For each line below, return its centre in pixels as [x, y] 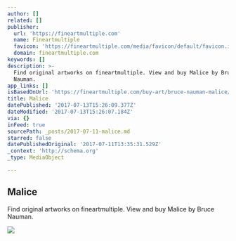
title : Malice [28, 99]
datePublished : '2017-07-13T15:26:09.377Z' [72, 105]
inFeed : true [26, 125]
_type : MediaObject [36, 158]
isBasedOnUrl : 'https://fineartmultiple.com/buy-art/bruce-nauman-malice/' [120, 92]
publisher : [23, 27]
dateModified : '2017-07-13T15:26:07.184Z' [70, 112]
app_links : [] [28, 86]
